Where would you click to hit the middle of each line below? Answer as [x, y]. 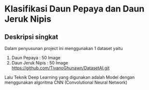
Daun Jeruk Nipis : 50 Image [40, 63]
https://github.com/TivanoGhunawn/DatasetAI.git [61, 68]
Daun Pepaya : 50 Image [36, 58]
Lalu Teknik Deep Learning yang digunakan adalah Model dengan [70, 77]
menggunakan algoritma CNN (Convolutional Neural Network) [66, 82]
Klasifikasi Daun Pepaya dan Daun [74, 9]
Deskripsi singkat [31, 37]
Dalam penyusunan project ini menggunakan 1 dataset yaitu [64, 48]
